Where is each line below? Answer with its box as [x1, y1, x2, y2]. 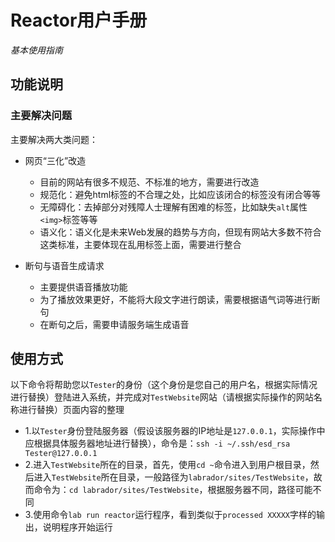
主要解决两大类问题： [10, 133, 98, 145]
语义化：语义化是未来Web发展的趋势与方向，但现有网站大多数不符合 [39, 226, 322, 238]
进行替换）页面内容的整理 [18, 404, 125, 416]
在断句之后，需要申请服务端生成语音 [39, 318, 190, 330]
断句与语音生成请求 [24, 259, 105, 271]
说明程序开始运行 [42, 521, 113, 533]
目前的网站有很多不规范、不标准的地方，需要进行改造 [39, 176, 260, 188]
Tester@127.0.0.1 [24, 449, 98, 459]
